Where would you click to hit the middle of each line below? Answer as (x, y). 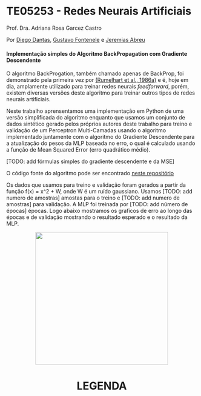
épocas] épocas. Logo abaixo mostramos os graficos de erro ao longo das (99, 211)
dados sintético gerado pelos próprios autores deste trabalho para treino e (99, 124)
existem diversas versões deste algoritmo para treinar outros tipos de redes (101, 93)
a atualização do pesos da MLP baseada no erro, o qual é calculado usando (101, 143)
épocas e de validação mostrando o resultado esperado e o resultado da (97, 217)
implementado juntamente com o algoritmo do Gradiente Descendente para (100, 137)
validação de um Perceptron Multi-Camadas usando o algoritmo (86, 130)
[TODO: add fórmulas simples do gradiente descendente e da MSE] (90, 161)
